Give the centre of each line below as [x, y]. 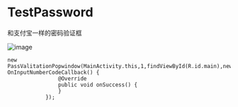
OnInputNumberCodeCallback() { [53, 72]
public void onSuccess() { [98, 85]
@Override [72, 79]
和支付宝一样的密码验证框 [45, 33]
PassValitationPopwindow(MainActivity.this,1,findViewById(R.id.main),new [120, 66]
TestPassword [50, 12]
